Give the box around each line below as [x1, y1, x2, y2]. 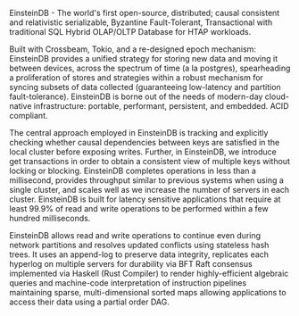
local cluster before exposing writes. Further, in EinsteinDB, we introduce [9, 146, 277, 157]
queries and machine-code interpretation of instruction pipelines [9, 278, 247, 288]
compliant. [9, 111, 48, 121]
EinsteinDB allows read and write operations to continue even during [9, 230, 262, 240]
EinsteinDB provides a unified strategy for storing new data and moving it [9, 54, 278, 63]
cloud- [264, 91, 290, 102]
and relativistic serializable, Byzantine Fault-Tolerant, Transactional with [9, 17, 273, 28]
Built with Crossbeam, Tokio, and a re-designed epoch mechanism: [9, 44, 257, 54]
